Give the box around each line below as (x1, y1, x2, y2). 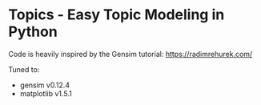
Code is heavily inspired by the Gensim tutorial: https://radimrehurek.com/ (8, 49, 253, 59)
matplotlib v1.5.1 (19, 88, 72, 98)
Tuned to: (8, 64, 40, 74)
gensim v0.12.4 (19, 80, 70, 90)
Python (8, 22, 58, 41)
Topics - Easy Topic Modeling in (8, 6, 225, 24)
